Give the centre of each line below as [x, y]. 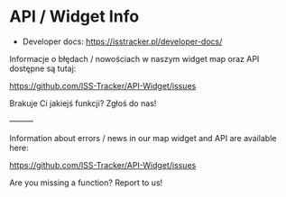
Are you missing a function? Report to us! [86, 183]
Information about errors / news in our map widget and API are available [143, 138]
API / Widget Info [74, 17]
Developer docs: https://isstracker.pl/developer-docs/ [122, 41]
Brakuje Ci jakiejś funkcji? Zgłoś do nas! [83, 103]
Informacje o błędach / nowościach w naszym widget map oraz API [134, 58]
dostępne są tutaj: [43, 68]
